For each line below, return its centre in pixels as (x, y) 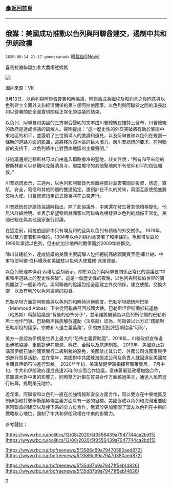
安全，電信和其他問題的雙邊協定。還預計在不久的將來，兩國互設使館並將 (90, 190)
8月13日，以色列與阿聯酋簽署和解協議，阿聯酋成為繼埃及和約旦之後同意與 (83, 99)
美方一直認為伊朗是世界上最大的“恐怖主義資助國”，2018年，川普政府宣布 (82, 339)
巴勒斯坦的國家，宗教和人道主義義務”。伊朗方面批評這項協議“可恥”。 (78, 328)
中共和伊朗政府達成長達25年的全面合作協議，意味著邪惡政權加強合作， (89, 370)
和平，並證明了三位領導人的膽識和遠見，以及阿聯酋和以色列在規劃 (92, 136)
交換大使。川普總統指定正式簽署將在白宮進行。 (55, 196)
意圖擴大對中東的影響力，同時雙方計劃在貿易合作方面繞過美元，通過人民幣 (84, 377)
